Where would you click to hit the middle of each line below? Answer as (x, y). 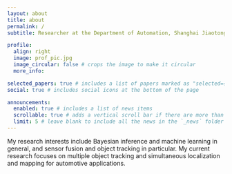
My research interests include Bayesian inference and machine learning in (112, 141)
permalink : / (26, 26)
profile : (20, 46)
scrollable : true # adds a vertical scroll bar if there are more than (119, 115)
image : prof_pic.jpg (43, 58)
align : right (32, 52)
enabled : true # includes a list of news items (83, 109)
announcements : (29, 102)
